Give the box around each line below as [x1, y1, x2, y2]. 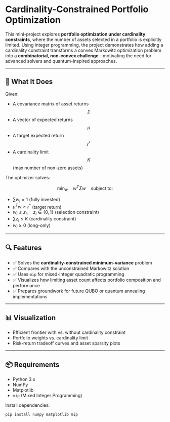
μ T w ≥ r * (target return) [12, 203, 62, 210]
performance [12, 282, 40, 288]
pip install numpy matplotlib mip [5, 412, 78, 417]
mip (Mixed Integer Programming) [12, 393, 82, 399]
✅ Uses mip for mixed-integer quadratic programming [12, 271, 124, 277]
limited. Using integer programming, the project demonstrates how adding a [5, 42, 163, 48]
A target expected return [12, 132, 64, 138]
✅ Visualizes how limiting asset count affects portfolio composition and [12, 277, 161, 283]
